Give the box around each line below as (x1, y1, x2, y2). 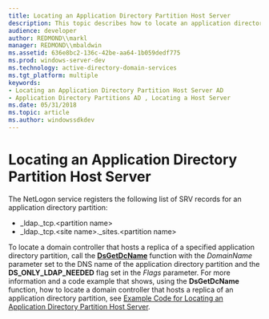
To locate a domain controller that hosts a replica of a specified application (8, 242, 255, 252)
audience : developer (8, 26, 78, 34)
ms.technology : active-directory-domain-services (8, 64, 178, 72)
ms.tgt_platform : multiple (8, 71, 98, 79)
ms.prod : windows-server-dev (8, 57, 106, 65)
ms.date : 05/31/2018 (8, 101, 78, 109)
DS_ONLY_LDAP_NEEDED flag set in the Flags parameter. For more (8, 268, 231, 277)
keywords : (8, 79, 42, 87)
